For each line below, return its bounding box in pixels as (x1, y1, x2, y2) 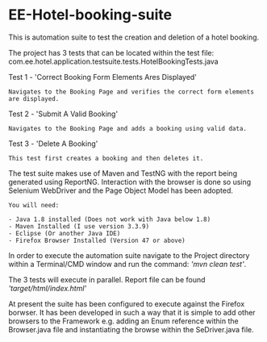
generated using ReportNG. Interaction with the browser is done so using (8, 177, 252, 186)
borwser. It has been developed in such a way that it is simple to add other (8, 307, 256, 317)
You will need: (8, 201, 60, 209)
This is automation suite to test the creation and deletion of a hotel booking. (8, 32, 260, 42)
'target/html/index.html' (8, 283, 87, 293)
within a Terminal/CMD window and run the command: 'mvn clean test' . (8, 259, 247, 269)
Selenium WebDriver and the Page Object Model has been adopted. (8, 186, 234, 195)
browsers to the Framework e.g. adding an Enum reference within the (8, 316, 240, 326)
